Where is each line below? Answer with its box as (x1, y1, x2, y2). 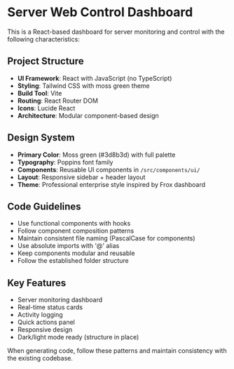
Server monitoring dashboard (17, 296, 103, 304)
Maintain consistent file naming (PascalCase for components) (17, 234, 195, 242)
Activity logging (17, 311, 63, 319)
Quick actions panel (17, 318, 76, 327)
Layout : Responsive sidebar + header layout (17, 173, 146, 181)
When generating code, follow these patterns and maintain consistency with (7, 347, 227, 355)
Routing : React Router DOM (17, 96, 98, 105)
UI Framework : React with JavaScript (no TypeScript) (17, 74, 172, 82)
